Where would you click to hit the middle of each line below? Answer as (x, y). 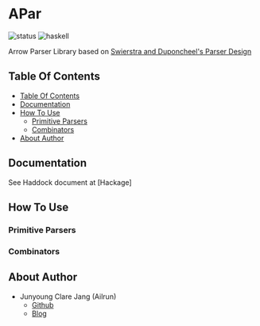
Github (43, 304)
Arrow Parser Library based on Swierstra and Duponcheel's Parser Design (130, 51)
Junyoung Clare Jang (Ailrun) (68, 297)
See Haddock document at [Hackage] (70, 182)
